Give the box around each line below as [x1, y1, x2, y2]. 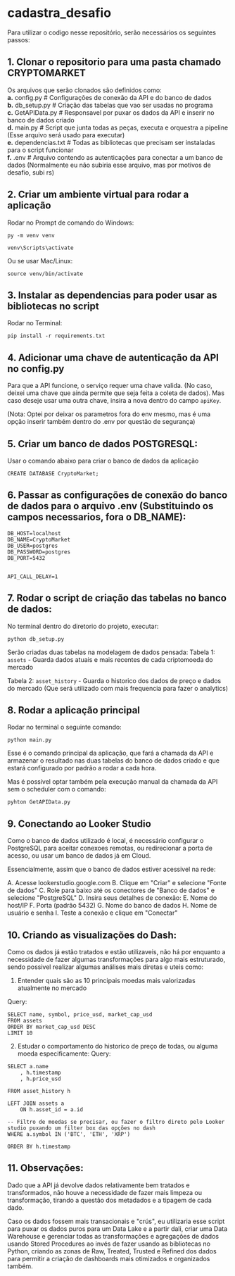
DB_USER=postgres [7, 542, 58, 549]
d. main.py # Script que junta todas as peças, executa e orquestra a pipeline [7, 123, 229, 132]
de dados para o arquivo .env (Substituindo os [7, 500, 214, 512]
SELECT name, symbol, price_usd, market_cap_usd [7, 1011, 153, 1018]
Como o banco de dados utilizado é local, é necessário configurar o [7, 837, 204, 845]
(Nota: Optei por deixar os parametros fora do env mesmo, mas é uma [7, 410, 211, 418]
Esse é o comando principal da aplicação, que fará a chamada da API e [7, 749, 214, 758]
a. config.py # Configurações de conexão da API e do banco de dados [7, 93, 212, 101]
